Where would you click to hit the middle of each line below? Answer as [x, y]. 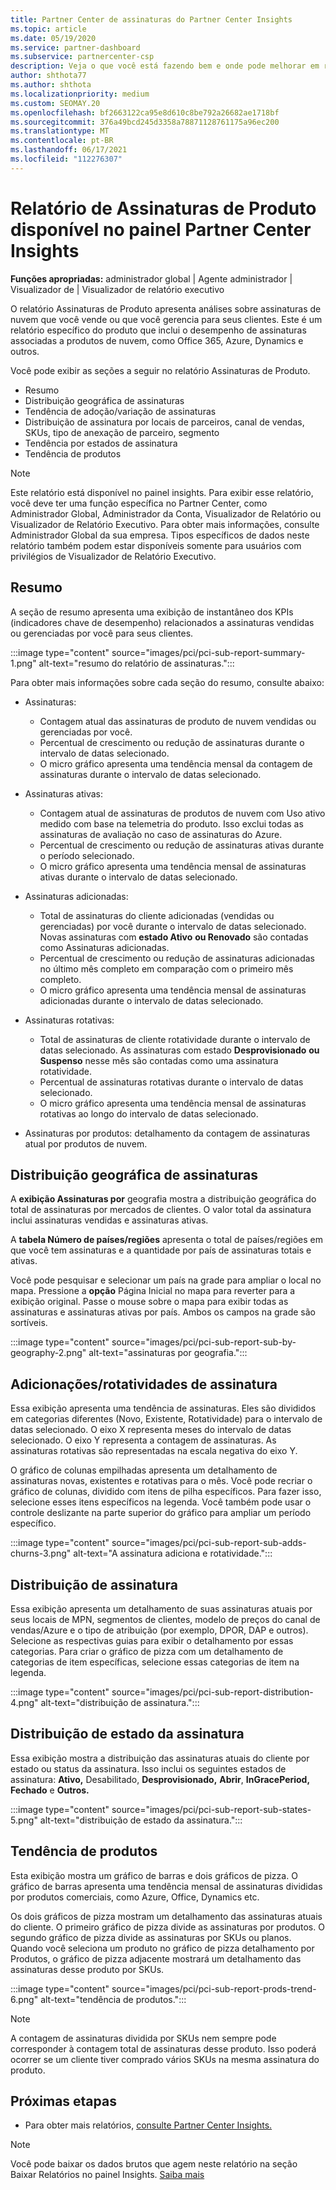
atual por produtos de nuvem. [86, 1143]
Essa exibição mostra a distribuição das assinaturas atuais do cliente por [160, 1758]
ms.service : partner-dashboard [75, 47]
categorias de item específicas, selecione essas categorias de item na [155, 1662]
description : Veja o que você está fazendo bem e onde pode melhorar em [165, 66]
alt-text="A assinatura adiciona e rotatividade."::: [173, 1553]
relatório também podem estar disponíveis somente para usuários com [156, 545]
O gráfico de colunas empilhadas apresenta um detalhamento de [144, 1470]
